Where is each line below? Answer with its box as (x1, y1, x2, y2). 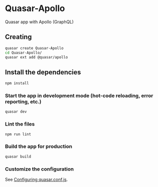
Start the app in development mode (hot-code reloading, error (5, 92, 154, 99)
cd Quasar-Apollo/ (5, 50, 42, 55)
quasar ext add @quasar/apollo (5, 55, 68, 59)
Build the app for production (5, 143, 72, 150)
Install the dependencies (5, 68, 81, 76)
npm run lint (5, 131, 31, 137)
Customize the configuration (5, 165, 74, 172)
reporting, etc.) (5, 98, 42, 105)
